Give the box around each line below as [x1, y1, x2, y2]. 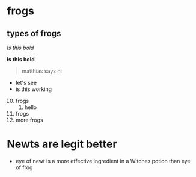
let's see [15, 79, 37, 86]
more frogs [15, 116, 44, 123]
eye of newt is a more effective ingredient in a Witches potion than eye [15, 157, 191, 164]
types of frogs [7, 28, 61, 39]
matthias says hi [21, 67, 62, 75]
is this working [15, 85, 52, 93]
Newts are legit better [7, 137, 117, 151]
